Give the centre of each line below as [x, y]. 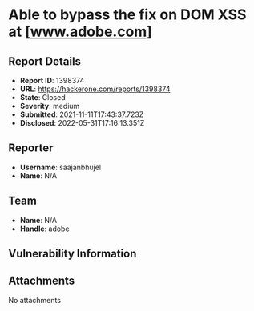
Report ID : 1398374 [52, 80]
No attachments [35, 300]
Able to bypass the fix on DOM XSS [127, 15]
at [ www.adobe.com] [80, 32]
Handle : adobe [44, 229]
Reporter [31, 148]
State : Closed [42, 97]
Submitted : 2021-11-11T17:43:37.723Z [82, 114]
